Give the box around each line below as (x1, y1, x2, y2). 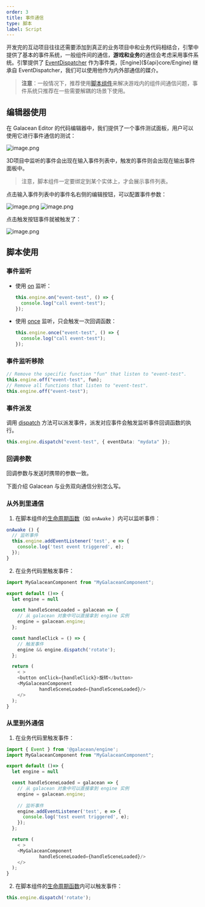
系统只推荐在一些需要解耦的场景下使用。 (26, 87, 129, 95)
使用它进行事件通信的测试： (6, 132, 76, 140)
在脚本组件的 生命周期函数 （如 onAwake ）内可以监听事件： (15, 514, 160, 522)
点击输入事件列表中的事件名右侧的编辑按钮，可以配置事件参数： (6, 191, 167, 198)
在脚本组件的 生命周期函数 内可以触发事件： (15, 882, 123, 890)
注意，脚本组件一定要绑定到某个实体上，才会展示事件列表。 (21, 178, 171, 185)
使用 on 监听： (15, 282, 52, 289)
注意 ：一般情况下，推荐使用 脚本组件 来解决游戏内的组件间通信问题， (21, 80, 193, 87)
